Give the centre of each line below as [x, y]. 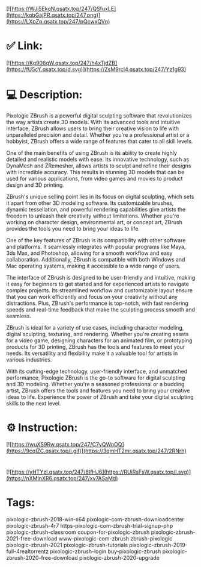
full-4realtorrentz [28, 551]
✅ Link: [25, 46]
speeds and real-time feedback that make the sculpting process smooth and [101, 309]
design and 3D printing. [35, 185]
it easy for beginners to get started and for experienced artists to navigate [97, 284]
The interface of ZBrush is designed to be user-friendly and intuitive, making [101, 277]
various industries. [29, 359]
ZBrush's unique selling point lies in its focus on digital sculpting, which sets [100, 196]
